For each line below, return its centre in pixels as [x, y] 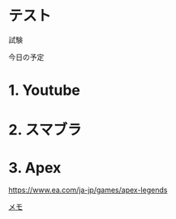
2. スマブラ [45, 130]
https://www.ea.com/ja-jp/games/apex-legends [88, 190]
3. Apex [35, 167]
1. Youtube [45, 90]
